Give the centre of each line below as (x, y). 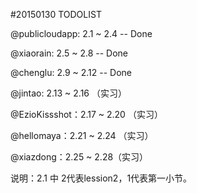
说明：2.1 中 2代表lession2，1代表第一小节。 (101, 178)
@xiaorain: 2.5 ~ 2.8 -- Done (69, 53)
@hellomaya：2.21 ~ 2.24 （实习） (82, 135)
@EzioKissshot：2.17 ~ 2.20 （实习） (86, 114)
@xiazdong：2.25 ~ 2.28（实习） (79, 157)
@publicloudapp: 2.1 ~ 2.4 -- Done (81, 33)
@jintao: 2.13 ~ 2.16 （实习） (68, 93)
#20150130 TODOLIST (56, 14)
